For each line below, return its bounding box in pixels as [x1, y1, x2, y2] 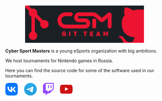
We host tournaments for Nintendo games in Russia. [5, 58, 113, 64]
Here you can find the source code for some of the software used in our [5, 68, 154, 74]
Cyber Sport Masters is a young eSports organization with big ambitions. [5, 48, 157, 54]
